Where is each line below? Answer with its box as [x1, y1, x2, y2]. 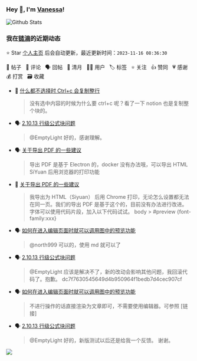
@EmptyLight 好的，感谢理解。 [29, 134, 105, 141]
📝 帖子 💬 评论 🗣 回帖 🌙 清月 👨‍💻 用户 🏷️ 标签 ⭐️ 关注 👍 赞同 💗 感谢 [6, 63, 188, 70]
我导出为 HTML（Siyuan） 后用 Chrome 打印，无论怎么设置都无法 [29, 193, 190, 200]
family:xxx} [29, 215, 57, 222]
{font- [176, 208, 192, 215]
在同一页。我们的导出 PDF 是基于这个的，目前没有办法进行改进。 [29, 201, 188, 208]
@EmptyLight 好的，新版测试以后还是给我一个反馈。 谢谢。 [29, 336, 174, 344]
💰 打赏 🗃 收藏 [6, 73, 44, 80]
